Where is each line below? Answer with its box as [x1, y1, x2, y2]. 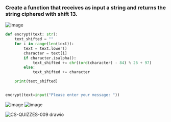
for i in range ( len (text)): [14, 41, 74, 47]
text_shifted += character [32, 70, 90, 75]
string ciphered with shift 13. [5, 10, 78, 17]
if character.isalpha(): [23, 55, 77, 60]
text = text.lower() [23, 46, 67, 51]
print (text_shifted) [14, 79, 58, 84]
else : [23, 65, 36, 70]
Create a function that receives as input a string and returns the [5, 4, 166, 11]
